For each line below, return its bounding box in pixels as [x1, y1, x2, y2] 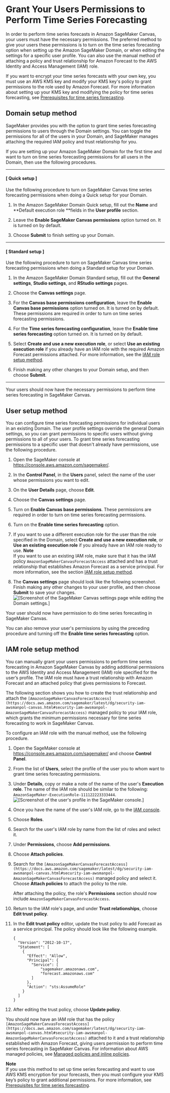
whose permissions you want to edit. [13, 477, 90, 483]
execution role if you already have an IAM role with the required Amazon [13, 346, 164, 352]
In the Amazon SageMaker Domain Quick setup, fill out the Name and [13, 202, 158, 208]
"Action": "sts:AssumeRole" [26, 984, 86, 989]
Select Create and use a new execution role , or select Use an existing [13, 341, 160, 347]
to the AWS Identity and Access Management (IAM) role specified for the [6, 669, 157, 675]
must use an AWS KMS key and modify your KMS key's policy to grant [6, 78, 152, 84]
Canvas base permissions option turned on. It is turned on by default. [13, 305, 159, 311]
